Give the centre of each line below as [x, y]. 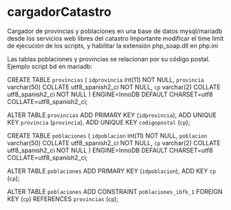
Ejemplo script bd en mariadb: [50, 66]
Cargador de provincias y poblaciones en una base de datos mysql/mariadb [115, 31]
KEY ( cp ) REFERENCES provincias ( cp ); [63, 199]
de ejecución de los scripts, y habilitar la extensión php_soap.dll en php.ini [113, 45]
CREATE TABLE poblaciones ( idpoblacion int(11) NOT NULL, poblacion [107, 136]
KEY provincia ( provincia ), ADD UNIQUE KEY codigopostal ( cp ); [99, 122]
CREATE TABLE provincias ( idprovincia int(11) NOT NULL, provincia [106, 79]
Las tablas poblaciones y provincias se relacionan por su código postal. [109, 59]
